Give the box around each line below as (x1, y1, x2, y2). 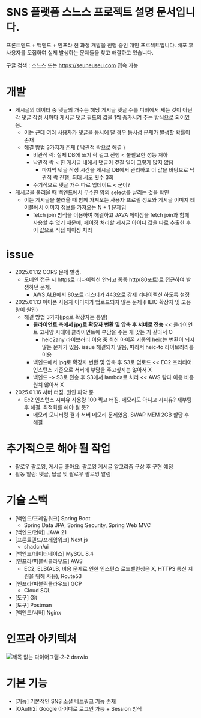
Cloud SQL (23, 586, 51, 594)
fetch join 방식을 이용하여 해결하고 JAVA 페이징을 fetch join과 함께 (32, 211, 190, 218)
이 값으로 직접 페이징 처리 (32, 226, 92, 233)
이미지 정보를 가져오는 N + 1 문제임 (44, 204, 127, 211)
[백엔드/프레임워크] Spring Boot (14, 514, 91, 522)
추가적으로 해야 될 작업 (6, 442, 111, 455)
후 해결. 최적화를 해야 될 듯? (23, 403, 89, 410)
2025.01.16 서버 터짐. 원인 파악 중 (14, 388, 94, 395)
